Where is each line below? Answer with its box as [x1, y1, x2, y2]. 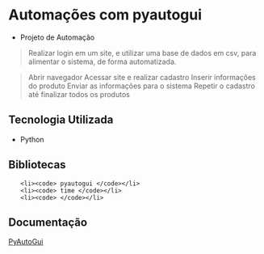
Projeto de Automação [19, 32, 95, 42]
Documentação [8, 215, 87, 229]
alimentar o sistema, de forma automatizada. [27, 57, 177, 66]
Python [19, 134, 44, 144]
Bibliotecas [8, 158, 66, 171]
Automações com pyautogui [8, 6, 203, 24]
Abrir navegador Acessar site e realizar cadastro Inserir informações [27, 72, 256, 82]
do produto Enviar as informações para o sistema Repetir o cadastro [27, 81, 256, 91]
